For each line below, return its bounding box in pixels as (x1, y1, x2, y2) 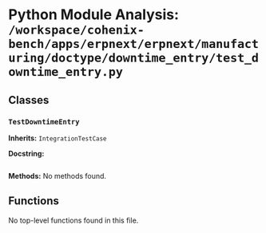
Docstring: (8, 148, 45, 158)
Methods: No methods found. (8, 171, 106, 180)
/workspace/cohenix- (8, 22, 145, 38)
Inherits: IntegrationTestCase (8, 133, 107, 143)
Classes (8, 93, 50, 107)
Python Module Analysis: (8, 6, 180, 24)
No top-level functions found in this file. (8, 215, 139, 225)
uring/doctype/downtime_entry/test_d (8, 50, 260, 65)
